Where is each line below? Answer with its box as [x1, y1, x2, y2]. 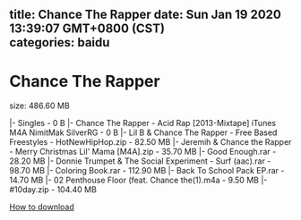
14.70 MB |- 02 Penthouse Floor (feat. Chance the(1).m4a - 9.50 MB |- [9, 174, 268, 186]
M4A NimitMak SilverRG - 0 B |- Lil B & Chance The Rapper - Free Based [9, 127, 278, 138]
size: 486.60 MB [9, 100, 70, 111]
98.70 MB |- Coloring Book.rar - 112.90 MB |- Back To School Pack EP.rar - [9, 165, 285, 176]
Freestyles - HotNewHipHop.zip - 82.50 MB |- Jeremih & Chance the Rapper [9, 137, 292, 148]
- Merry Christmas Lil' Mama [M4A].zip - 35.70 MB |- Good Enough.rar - [9, 147, 277, 157]
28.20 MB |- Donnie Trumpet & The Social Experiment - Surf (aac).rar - [9, 156, 271, 166]
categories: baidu [9, 35, 110, 50]
